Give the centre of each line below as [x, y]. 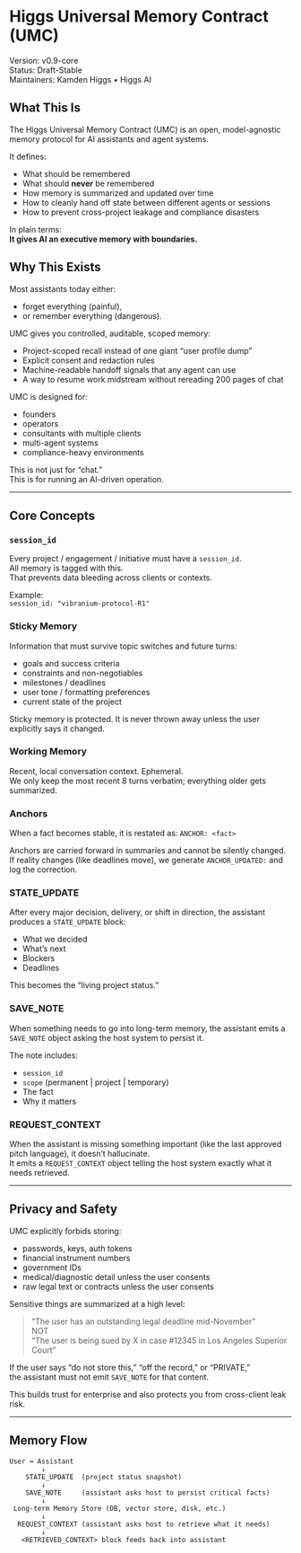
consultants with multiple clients [82, 433]
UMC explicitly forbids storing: [65, 1231]
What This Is [45, 108]
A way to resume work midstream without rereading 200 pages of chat [153, 379]
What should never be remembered [88, 183]
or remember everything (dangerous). [92, 315]
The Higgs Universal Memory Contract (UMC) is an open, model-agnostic [145, 129]
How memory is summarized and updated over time [118, 193]
